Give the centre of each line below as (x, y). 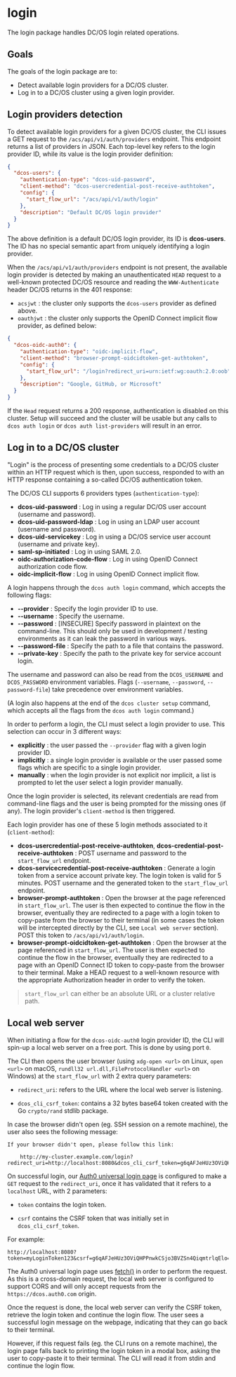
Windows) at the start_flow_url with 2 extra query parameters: (99, 1076)
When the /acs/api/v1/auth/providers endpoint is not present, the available (117, 268)
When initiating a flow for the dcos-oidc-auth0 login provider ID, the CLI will (116, 1040)
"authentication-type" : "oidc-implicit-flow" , (89, 352)
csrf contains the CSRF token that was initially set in (93, 1218)
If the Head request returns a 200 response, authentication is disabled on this (118, 411)
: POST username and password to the (131, 853)
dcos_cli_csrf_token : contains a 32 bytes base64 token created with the (123, 1103)
